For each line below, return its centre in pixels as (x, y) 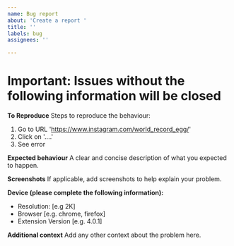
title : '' (22, 27)
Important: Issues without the (96, 81)
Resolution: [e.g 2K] (46, 207)
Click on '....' (35, 137)
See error (31, 144)
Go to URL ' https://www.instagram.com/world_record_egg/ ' (104, 129)
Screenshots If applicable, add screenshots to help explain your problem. (115, 179)
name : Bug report (33, 14)
